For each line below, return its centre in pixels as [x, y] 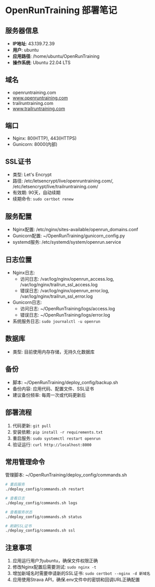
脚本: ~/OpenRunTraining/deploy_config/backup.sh [65, 382]
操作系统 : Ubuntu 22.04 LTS [42, 63]
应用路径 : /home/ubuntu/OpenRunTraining [56, 56]
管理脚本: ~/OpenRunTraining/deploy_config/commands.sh [66, 475]
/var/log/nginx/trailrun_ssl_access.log [59, 285]
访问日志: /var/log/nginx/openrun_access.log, [67, 279]
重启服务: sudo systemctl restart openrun [56, 438]
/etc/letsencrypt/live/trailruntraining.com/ [55, 187]
